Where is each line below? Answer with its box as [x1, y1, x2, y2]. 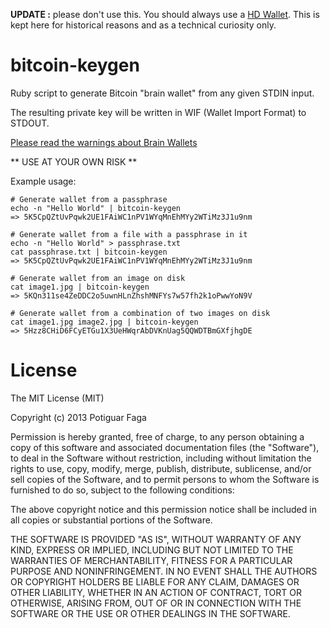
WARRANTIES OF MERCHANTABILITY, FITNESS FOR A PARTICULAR [10, 554, 293, 566]
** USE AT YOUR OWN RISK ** [10, 155, 138, 168]
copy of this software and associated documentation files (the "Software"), [10, 441, 320, 453]
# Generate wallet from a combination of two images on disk [10, 308, 271, 318]
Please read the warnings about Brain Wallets [10, 136, 198, 148]
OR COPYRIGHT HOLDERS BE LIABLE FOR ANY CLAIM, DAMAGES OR [10, 575, 300, 588]
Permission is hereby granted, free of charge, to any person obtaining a [10, 430, 305, 443]
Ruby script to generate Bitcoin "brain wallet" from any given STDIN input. [10, 87, 315, 99]
